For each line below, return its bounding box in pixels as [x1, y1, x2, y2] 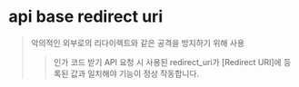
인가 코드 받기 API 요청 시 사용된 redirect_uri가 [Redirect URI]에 [53, 56, 283, 67]
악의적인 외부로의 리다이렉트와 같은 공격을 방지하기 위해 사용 [30, 37, 245, 48]
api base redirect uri [8, 6, 164, 27]
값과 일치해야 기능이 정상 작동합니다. [70, 68, 200, 79]
